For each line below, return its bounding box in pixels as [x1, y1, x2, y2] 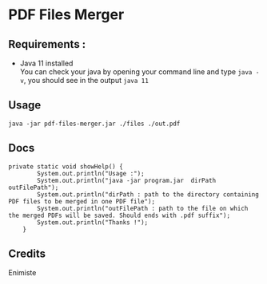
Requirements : [8, 37, 86, 51]
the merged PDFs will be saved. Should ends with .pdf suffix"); [8, 211, 230, 219]
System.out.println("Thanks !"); [37, 218, 149, 227]
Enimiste [8, 268, 37, 278]
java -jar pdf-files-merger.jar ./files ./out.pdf [8, 120, 181, 128]
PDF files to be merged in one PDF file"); [8, 197, 156, 205]
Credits [8, 247, 46, 261]
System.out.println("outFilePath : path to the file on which [37, 204, 249, 212]
